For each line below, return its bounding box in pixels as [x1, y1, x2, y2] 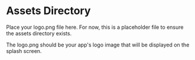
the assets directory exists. [6, 29, 72, 36]
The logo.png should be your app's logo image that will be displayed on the [6, 41, 190, 48]
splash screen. [6, 47, 42, 54]
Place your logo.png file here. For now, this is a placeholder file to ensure [6, 24, 184, 31]
